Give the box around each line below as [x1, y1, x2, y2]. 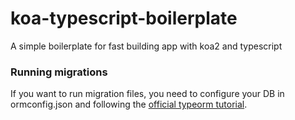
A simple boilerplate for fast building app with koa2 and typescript [10, 40, 283, 52]
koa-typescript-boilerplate [10, 7, 238, 30]
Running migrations [10, 65, 108, 79]
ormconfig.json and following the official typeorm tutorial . [10, 98, 248, 111]
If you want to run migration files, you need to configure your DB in [10, 88, 285, 100]
